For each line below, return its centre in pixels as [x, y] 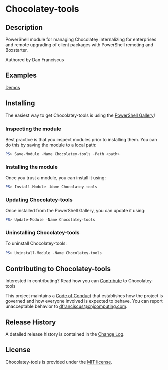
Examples [21, 76]
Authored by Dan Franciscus [35, 60]
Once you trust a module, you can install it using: [56, 178]
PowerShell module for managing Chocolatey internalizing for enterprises [81, 39]
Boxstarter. [17, 50]
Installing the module [31, 167]
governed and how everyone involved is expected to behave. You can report [84, 301]
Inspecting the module [33, 129]
